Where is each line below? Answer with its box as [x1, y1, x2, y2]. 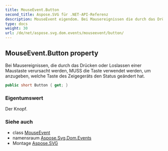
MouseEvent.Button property [5, 49, 98, 57]
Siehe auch [5, 118, 33, 125]
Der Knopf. [5, 105, 27, 111]
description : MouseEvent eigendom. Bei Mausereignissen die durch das [5, 16, 155, 21]
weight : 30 [5, 26, 28, 31]
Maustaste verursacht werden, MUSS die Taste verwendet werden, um [5, 67, 151, 73]
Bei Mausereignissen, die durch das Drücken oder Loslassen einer [5, 62, 142, 68]
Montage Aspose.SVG [12, 140, 58, 146]
